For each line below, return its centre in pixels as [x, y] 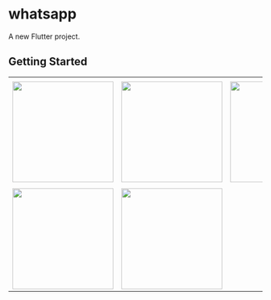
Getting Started [48, 62]
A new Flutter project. [44, 36]
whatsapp [42, 14]
